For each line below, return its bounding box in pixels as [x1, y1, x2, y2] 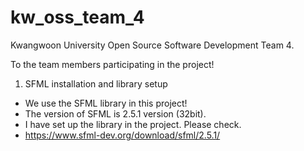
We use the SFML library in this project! [24, 97, 188, 109]
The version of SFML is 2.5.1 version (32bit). [24, 107, 207, 120]
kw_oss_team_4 [10, 6, 145, 29]
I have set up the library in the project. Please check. [24, 118, 242, 130]
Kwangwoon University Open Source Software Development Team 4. [10, 39, 295, 51]
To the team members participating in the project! [10, 58, 215, 70]
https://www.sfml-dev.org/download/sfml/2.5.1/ [24, 129, 221, 141]
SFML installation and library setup [24, 77, 168, 90]
